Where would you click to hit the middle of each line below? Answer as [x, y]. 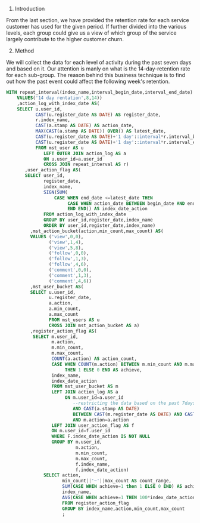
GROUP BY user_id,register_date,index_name [98, 220]
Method [24, 51]
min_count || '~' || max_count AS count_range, [117, 481]
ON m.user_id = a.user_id [94, 398]
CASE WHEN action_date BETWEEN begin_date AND [126, 203]
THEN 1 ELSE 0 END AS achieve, [104, 370]
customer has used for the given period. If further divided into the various [96, 27]
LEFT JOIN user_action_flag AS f [93, 425]
